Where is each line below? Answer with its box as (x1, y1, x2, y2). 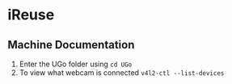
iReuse (7, 6, 55, 24)
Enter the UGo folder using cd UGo (19, 59, 133, 69)
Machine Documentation (7, 38, 135, 52)
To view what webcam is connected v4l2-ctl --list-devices (19, 68, 225, 78)
